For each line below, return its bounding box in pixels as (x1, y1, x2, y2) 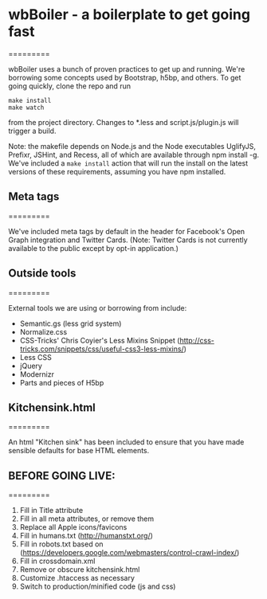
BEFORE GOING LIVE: (8, 468, 116, 483)
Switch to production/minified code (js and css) (19, 581, 176, 591)
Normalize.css (19, 327, 68, 336)
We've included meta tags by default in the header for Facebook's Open (8, 226, 245, 236)
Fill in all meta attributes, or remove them (19, 514, 155, 523)
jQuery (19, 361, 42, 370)
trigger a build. (8, 126, 57, 135)
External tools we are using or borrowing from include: (8, 303, 187, 312)
